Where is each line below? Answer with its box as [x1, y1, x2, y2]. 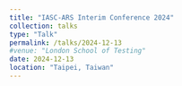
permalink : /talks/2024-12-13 [9, 38, 123, 47]
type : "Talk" [9, 30, 58, 39]
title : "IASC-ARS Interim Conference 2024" [9, 13, 175, 22]
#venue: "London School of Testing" [9, 47, 146, 56]
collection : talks [9, 21, 78, 30]
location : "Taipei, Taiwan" [9, 64, 115, 73]
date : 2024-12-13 [9, 55, 74, 64]
